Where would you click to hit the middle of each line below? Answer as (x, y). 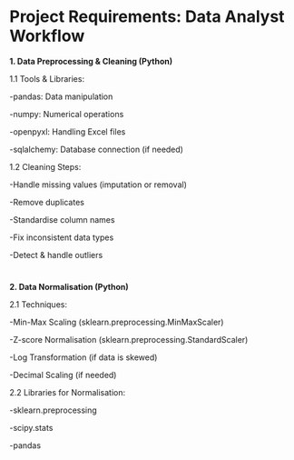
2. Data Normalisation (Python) (69, 287)
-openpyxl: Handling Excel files (68, 131)
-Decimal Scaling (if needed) (63, 375)
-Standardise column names (62, 219)
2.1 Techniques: (39, 305)
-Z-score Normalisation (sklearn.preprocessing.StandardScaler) (129, 340)
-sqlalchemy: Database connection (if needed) (97, 149)
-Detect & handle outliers (56, 255)
